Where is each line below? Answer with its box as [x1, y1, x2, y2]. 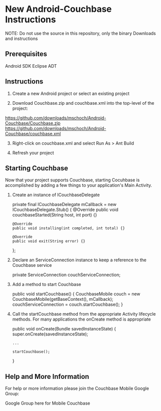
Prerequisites [5, 50, 47, 58]
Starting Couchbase [5, 164, 68, 172]
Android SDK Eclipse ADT [5, 63, 57, 69]
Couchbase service [12, 262, 52, 268]
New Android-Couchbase [5, 3, 112, 15]
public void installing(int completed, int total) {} [12, 226, 125, 231]
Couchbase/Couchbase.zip [5, 120, 61, 126]
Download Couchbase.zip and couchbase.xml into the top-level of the [12, 100, 155, 106]
